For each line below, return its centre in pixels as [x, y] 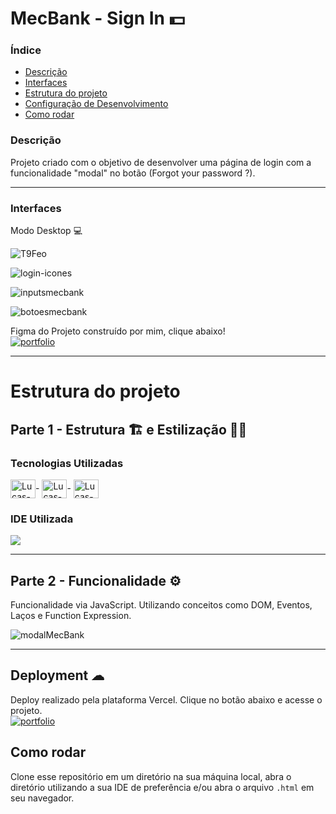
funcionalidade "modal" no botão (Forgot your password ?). [133, 173]
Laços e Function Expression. [71, 616]
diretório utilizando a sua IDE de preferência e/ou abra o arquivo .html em [162, 787]
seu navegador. [42, 798]
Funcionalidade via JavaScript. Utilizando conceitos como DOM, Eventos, [161, 605]
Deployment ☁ [57, 675]
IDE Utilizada [42, 519]
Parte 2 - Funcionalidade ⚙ [96, 580]
